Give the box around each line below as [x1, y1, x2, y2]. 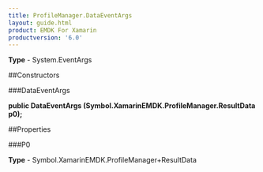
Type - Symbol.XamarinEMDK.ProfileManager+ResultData [8, 155, 197, 165]
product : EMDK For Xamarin [8, 26, 97, 34]
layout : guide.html [8, 19, 73, 27]
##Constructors [8, 70, 60, 80]
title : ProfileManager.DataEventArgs [8, 11, 133, 20]
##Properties [8, 125, 51, 134]
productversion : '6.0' [8, 33, 83, 42]
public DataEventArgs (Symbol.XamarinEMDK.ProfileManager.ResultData [8, 101, 256, 110]
